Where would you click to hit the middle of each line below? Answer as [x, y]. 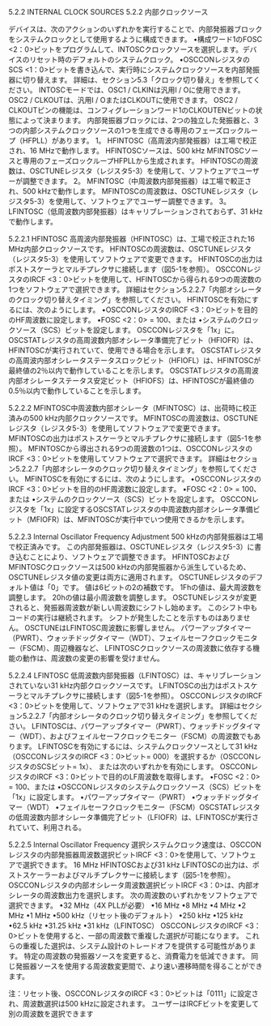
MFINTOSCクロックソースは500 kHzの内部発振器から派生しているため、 [129, 567]
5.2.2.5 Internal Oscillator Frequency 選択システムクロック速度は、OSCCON [135, 844]
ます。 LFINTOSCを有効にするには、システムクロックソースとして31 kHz [136, 746]
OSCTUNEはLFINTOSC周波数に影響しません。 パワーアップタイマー [138, 628]
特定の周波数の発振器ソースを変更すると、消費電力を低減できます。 [136, 956]
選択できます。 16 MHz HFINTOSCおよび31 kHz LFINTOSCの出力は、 [138, 865]
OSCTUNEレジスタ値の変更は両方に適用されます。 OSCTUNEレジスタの [129, 577]
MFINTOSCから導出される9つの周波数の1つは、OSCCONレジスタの [140, 449]
